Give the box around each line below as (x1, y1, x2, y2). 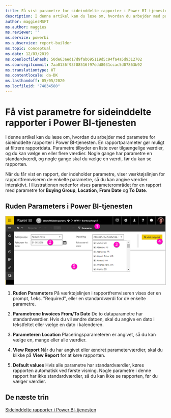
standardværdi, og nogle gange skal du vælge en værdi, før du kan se (5, 156, 152, 162)
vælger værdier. (12, 378, 47, 384)
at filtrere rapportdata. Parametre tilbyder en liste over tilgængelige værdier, (5, 144, 164, 151)
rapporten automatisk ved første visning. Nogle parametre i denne (12, 367, 152, 374)
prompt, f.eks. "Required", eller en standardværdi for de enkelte (12, 295, 146, 301)
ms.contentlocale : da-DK (5, 73, 58, 78)
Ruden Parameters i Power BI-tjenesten (5, 202, 133, 211)
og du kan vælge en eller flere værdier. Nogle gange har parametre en (5, 150, 152, 156)
